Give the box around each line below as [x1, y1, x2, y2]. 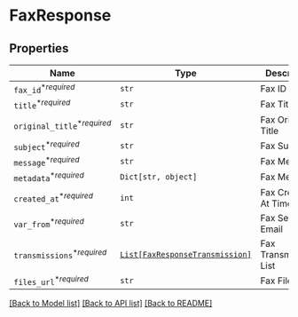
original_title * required [13, 118, 112, 131]
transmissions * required [13, 248, 107, 261]
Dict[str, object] [119, 172, 198, 182]
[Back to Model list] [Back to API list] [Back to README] [9, 297, 213, 308]
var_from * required [13, 217, 84, 230]
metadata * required [13, 170, 84, 184]
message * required [13, 155, 80, 169]
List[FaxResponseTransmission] [119, 250, 252, 259]
